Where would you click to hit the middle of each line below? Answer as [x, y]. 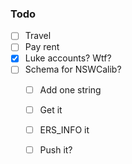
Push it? [56, 149]
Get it [51, 109]
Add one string [70, 89]
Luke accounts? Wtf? [68, 58]
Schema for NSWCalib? [73, 69]
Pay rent [42, 47]
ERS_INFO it [64, 129]
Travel [38, 36]
